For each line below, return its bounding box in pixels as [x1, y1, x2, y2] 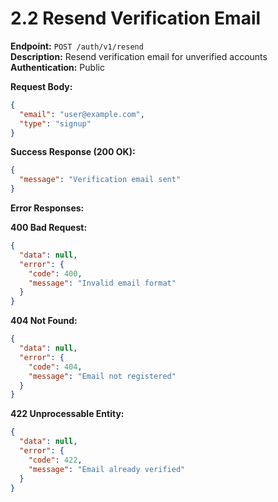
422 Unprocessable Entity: [10, 408, 125, 420]
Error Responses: [10, 202, 85, 214]
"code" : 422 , [28, 455, 83, 465]
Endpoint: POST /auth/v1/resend [10, 40, 144, 52]
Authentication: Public [10, 61, 105, 73]
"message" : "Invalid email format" [28, 278, 177, 288]
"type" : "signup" [19, 118, 92, 129]
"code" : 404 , [28, 362, 83, 372]
